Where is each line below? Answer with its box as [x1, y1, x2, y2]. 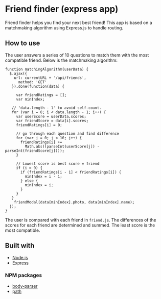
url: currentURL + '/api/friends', [14, 75, 87, 80]
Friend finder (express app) [5, 3, 118, 15]
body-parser [12, 283, 38, 289]
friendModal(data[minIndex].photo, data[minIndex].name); [14, 199, 135, 204]
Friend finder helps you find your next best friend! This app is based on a [5, 20, 153, 25]
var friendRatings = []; [16, 92, 67, 98]
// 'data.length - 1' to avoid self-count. [11, 105, 102, 110]
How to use [5, 39, 40, 48]
